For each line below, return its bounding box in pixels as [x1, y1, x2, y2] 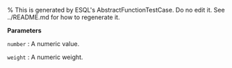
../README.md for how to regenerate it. [7, 13, 120, 21]
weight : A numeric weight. [7, 53, 83, 61]
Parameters [7, 27, 42, 34]
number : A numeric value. [7, 40, 80, 47]
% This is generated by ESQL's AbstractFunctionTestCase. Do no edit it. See [7, 6, 225, 14]
